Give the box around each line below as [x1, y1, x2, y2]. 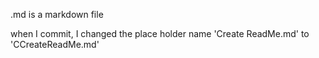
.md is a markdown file [10, 9, 104, 20]
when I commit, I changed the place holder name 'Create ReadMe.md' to [10, 28, 310, 39]
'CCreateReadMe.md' [10, 39, 100, 50]
